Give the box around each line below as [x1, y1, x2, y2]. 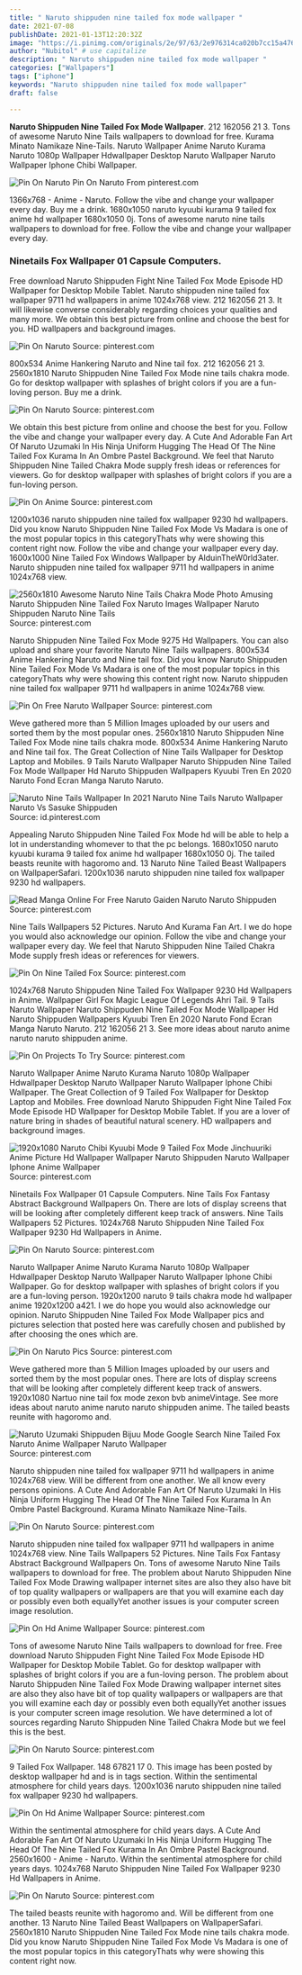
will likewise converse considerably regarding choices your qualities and [9, 303, 278, 315]
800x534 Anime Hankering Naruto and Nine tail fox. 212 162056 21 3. [9, 357, 265, 369]
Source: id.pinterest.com [9, 811, 101, 822]
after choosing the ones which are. [9, 1329, 138, 1339]
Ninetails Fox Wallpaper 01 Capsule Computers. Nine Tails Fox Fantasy [9, 1188, 271, 1199]
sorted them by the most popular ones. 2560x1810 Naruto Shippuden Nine [9, 726, 285, 738]
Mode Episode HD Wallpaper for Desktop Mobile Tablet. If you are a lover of [9, 1105, 290, 1116]
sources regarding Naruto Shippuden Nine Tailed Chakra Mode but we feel [9, 1717, 286, 1727]
